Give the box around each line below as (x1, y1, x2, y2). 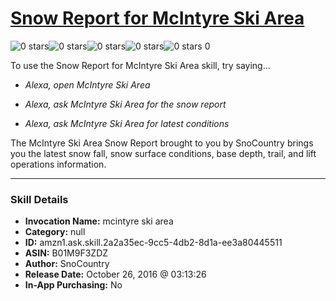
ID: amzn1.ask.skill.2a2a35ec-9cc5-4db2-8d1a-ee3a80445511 (24, 237, 283, 249)
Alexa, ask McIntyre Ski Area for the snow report (24, 98, 227, 110)
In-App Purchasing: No (24, 279, 123, 291)
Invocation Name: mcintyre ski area (24, 215, 174, 227)
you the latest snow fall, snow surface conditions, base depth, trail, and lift (10, 147, 317, 159)
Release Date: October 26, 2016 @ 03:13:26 (24, 268, 207, 281)
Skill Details (10, 192, 69, 206)
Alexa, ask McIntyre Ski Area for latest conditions (24, 117, 230, 129)
